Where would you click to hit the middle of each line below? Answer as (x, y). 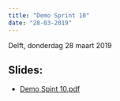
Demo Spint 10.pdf (50, 89)
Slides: (26, 70)
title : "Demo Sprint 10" (49, 15)
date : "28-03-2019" (40, 23)
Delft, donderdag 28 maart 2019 (60, 45)
